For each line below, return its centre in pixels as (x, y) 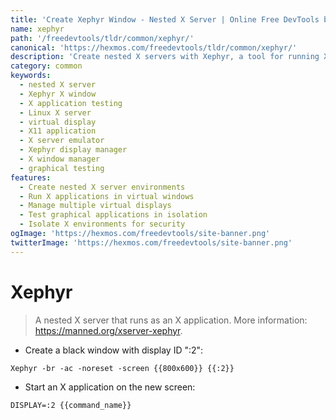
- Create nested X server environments (102, 187)
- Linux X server (55, 112)
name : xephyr (37, 29)
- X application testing (71, 103)
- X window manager (60, 159)
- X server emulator (62, 141)
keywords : (31, 76)
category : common (46, 66)
